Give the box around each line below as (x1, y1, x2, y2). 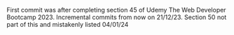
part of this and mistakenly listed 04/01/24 (6, 21, 129, 28)
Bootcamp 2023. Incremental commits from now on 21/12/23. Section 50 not (6, 13, 227, 21)
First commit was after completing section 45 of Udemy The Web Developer (6, 6, 226, 14)
